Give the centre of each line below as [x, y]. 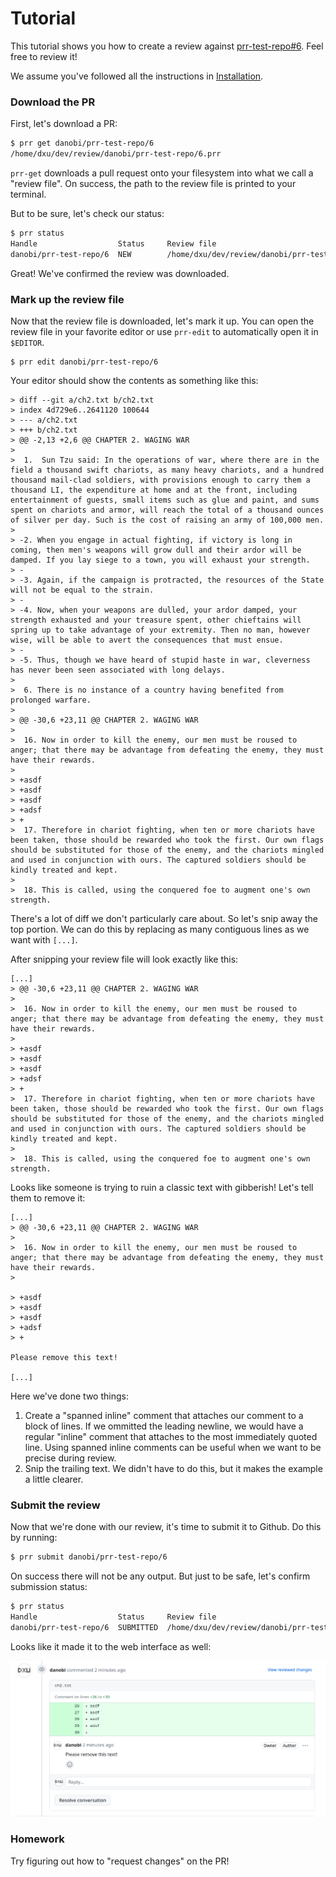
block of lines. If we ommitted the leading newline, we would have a [164, 1426]
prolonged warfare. [51, 700]
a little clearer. [54, 1479]
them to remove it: [48, 1198]
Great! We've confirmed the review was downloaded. [120, 273]
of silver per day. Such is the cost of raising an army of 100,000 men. [167, 520]
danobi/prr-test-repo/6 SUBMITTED [84, 1627]
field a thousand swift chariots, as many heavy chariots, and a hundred [167, 470]
